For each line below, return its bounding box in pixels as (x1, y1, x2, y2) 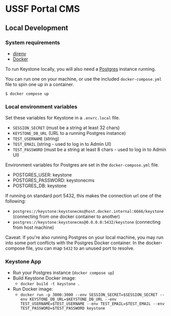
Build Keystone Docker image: (12, 275, 77, 281)
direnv (12, 50, 27, 56)
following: (5, 198, 26, 204)
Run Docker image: (12, 286, 53, 292)
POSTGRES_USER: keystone (12, 172, 72, 178)
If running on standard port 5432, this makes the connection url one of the (5, 193, 162, 199)
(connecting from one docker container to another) (12, 213, 120, 220)
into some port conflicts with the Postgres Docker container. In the (5, 240, 145, 246)
